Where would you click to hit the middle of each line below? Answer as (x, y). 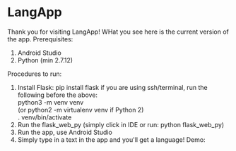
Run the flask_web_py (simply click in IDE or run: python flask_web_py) (121, 124)
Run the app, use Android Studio (65, 132)
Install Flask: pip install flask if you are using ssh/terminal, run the (112, 87)
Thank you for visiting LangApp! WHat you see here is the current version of (118, 32)
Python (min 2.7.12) (45, 60)
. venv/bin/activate (45, 117)
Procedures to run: (35, 74)
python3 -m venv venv (51, 102)
